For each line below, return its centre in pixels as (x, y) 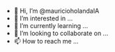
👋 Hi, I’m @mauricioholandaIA (56, 11)
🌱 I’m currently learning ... (51, 26)
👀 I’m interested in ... (43, 18)
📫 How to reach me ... (46, 41)
